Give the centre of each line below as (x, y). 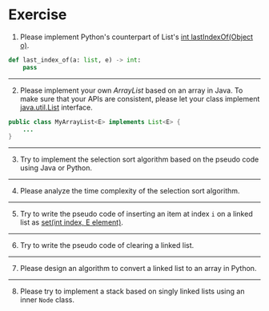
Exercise (38, 15)
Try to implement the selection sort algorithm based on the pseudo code (139, 159)
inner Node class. (47, 300)
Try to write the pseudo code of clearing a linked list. (107, 245)
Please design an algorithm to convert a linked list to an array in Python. (138, 269)
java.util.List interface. (56, 107)
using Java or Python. (56, 168)
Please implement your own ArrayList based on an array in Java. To (131, 90)
